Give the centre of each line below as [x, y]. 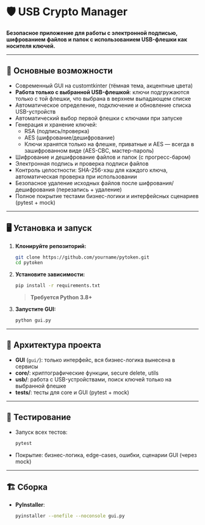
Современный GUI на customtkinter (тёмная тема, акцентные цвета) [104, 86]
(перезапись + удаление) [89, 189]
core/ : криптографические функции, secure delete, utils [87, 373]
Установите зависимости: [50, 274]
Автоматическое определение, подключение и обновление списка [103, 105]
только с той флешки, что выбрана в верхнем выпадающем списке [103, 98]
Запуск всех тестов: [41, 432]
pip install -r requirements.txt [58, 286]
